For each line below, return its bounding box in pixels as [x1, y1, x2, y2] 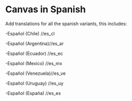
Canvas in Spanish [5, 4, 86, 15]
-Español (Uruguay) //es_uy [5, 80, 64, 86]
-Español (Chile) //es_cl [5, 30, 55, 36]
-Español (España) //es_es [5, 90, 61, 96]
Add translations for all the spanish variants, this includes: [5, 21, 127, 27]
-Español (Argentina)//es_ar [5, 40, 64, 47]
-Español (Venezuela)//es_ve [5, 70, 66, 76]
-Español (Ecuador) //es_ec [5, 50, 63, 56]
